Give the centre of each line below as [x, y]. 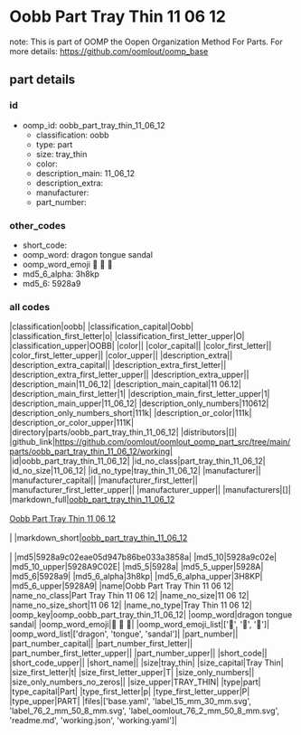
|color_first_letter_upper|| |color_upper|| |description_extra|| [121, 355]
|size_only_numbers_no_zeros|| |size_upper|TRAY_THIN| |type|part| [135, 682]
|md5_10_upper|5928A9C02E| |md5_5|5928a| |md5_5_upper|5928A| [136, 567]
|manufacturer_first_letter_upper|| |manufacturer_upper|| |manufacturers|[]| [150, 490]
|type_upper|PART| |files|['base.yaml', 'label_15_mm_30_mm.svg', [130, 702]
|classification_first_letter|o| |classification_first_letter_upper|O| [127, 336]
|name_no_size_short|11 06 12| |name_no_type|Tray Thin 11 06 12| [131, 605]
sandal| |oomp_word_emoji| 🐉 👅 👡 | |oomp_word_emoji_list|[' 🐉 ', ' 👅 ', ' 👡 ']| [139, 625]
